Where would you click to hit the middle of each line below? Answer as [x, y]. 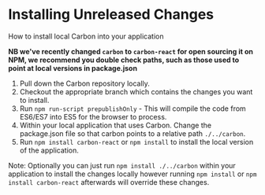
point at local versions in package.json [73, 68]
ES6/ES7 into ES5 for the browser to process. [93, 116]
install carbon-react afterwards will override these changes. [109, 182]
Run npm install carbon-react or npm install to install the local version [136, 142]
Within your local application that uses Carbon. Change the [115, 125]
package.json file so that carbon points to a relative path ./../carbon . [132, 133]
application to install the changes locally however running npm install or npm [132, 174]
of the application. [49, 150]
